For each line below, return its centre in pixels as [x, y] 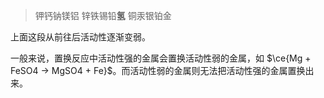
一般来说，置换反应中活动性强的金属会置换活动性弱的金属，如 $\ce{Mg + [161, 58]
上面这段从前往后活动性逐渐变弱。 [80, 37]
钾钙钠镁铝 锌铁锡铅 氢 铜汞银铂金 [103, 15]
